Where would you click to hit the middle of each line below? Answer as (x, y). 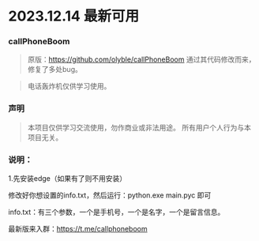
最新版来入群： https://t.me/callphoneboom (78, 229)
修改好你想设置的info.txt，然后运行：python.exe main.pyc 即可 (110, 195)
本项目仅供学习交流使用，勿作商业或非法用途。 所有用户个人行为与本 (139, 127)
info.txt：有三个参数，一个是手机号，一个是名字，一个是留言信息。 (116, 212)
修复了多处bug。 (55, 70)
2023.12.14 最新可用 (74, 16)
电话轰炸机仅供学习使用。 (69, 86)
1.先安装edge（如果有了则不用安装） (68, 179)
